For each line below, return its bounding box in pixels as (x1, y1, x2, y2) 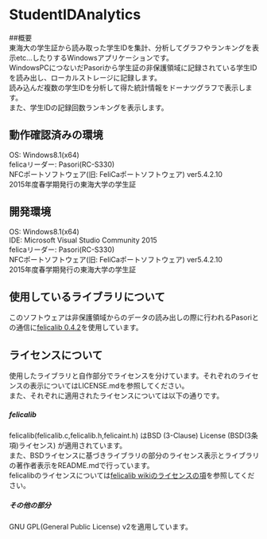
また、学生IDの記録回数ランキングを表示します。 (9, 102, 169, 112)
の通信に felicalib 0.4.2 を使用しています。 (9, 323, 143, 332)
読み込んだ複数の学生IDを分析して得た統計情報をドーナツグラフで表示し (9, 82, 246, 92)
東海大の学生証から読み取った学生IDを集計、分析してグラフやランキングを (9, 42, 253, 53)
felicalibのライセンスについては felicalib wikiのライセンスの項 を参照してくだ (9, 470, 255, 480)
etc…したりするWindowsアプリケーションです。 (15, 53, 174, 62)
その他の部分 (9, 500, 51, 509)
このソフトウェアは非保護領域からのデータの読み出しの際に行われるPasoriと (9, 313, 259, 322)
